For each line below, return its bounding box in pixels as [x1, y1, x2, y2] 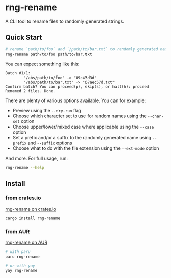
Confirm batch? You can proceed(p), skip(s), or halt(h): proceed [5, 84, 149, 89]
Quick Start [5, 33, 42, 42]
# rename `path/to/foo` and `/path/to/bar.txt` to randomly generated [5, 46, 158, 52]
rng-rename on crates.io [5, 206, 57, 212]
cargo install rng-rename [5, 216, 60, 221]
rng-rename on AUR [5, 239, 47, 246]
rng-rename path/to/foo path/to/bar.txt [5, 52, 93, 57]
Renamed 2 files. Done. [5, 88, 56, 93]
